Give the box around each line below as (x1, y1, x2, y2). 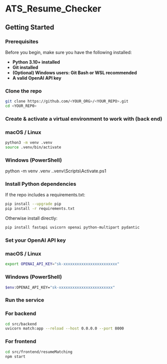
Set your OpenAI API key (5, 237, 66, 244)
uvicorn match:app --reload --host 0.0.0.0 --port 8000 (5, 326, 124, 331)
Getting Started (5, 23, 54, 32)
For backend (5, 310, 36, 317)
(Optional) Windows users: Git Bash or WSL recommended (12, 70, 137, 76)
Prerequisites (5, 38, 38, 45)
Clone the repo (5, 87, 42, 94)
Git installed (12, 64, 38, 70)
